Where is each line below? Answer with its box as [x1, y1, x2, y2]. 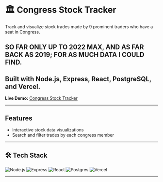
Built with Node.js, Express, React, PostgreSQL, [5, 74, 152, 83]
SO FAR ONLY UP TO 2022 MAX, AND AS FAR [5, 43, 144, 52]
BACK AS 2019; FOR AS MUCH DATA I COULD [5, 51, 145, 59]
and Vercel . [5, 82, 40, 91]
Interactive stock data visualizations [12, 127, 84, 132]
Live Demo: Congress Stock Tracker [5, 95, 78, 101]
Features [5, 114, 33, 122]
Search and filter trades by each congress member [12, 132, 114, 138]
